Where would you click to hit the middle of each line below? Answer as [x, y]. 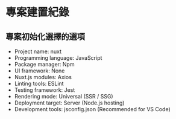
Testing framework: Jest [45, 90]
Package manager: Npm [44, 64]
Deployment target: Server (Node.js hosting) [69, 103]
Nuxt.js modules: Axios [43, 77]
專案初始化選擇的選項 [45, 37]
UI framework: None [39, 71]
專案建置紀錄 [38, 12]
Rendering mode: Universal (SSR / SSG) [64, 96]
